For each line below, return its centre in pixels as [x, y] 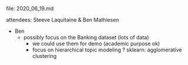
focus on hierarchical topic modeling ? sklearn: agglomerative [107, 50]
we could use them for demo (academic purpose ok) [96, 44]
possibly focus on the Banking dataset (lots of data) [86, 37]
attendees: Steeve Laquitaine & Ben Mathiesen [63, 20]
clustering [44, 56]
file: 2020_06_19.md [30, 8]
